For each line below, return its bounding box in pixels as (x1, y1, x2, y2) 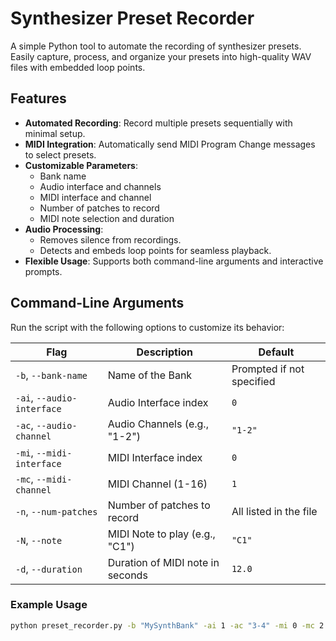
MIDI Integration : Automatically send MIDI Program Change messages (24, 138, 316, 150)
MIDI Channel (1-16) (107, 477, 208, 491)
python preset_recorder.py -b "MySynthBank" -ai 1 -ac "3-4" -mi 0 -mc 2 (10, 620, 325, 631)
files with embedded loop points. (10, 61, 146, 73)
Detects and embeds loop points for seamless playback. (39, 244, 272, 256)
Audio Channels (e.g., (107, 417, 209, 431)
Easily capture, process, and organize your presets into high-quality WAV (10, 50, 312, 62)
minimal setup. (24, 127, 86, 139)
